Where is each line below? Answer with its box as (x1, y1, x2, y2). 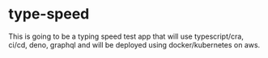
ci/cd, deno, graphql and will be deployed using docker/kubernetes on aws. (8, 39, 261, 49)
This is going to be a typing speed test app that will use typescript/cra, (8, 31, 245, 41)
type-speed (8, 5, 90, 23)
